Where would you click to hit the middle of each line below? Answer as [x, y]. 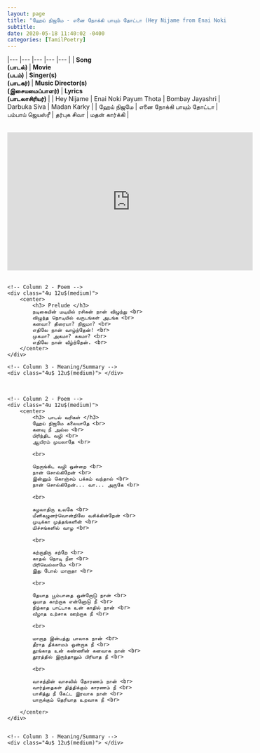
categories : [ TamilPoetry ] [47, 40]
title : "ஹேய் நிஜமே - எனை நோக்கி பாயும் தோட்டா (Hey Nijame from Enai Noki [117, 20]
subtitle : [22, 27]
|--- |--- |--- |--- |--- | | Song [50, 60]
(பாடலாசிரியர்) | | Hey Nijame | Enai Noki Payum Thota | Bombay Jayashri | [114, 99]
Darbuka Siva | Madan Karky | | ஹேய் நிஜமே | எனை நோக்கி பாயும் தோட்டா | [113, 107]
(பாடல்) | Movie [29, 67]
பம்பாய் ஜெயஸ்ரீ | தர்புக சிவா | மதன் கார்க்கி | [68, 115]
